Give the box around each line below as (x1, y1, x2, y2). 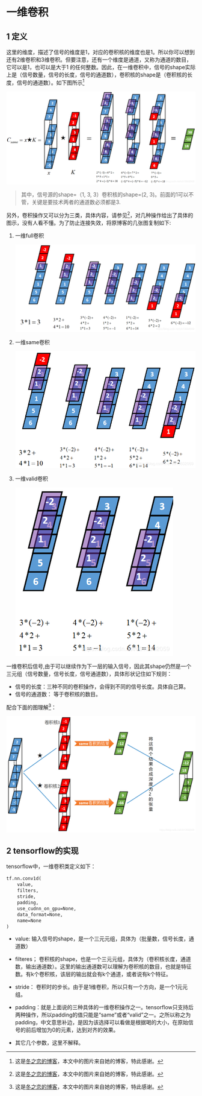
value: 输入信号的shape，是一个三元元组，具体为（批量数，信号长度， (14, 935, 189, 942)
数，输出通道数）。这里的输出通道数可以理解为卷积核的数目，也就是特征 (14, 963, 192, 971)
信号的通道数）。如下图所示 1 (16, 78, 85, 86)
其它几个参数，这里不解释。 (14, 1039, 84, 1047)
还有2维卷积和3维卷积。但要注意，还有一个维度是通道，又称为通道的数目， (6, 56, 192, 63)
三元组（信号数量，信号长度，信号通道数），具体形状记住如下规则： (6, 670, 173, 677)
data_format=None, (17, 912, 63, 918)
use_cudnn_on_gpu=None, (17, 905, 77, 912)
